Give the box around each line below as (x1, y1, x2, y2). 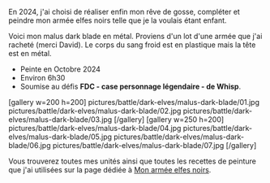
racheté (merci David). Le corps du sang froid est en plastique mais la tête (8, 40, 256, 50)
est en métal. (8, 49, 52, 58)
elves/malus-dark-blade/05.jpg (8, 132, 112, 142)
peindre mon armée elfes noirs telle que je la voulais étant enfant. (8, 15, 227, 25)
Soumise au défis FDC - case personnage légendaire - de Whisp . (19, 81, 242, 91)
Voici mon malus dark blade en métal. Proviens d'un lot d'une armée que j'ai (8, 32, 263, 41)
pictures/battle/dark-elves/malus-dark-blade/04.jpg (8, 124, 182, 133)
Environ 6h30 (19, 73, 66, 82)
